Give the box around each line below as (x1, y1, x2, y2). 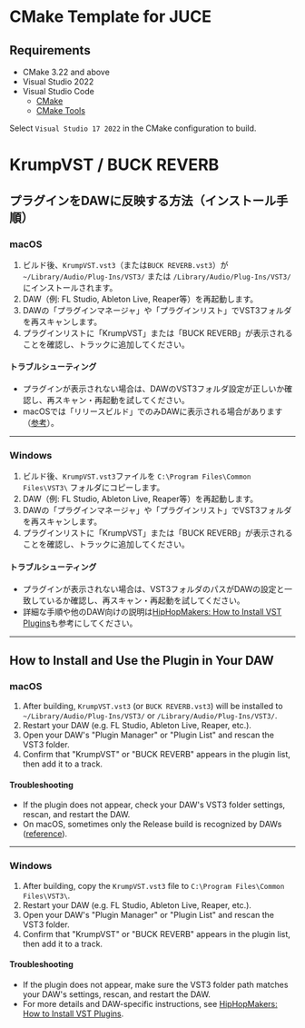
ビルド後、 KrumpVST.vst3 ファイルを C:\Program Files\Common (22, 470, 251, 482)
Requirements (9, 43, 91, 58)
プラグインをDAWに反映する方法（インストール (9, 193, 277, 208)
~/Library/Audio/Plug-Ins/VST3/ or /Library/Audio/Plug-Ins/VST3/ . (22, 710, 278, 721)
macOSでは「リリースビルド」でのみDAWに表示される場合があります (22, 406, 283, 417)
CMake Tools (35, 105, 86, 115)
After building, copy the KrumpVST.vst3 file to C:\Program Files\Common (22, 880, 285, 891)
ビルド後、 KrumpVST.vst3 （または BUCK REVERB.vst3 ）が (22, 259, 229, 270)
